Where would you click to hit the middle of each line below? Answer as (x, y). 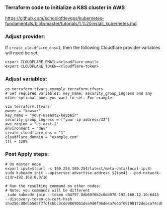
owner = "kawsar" (23, 111)
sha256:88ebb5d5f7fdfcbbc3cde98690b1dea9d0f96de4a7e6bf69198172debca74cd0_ (85, 204)
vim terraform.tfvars (28, 106)
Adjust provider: (25, 36)
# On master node (23, 164)
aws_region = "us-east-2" (32, 124)
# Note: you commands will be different (48, 191)
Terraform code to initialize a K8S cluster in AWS (65, 7)
